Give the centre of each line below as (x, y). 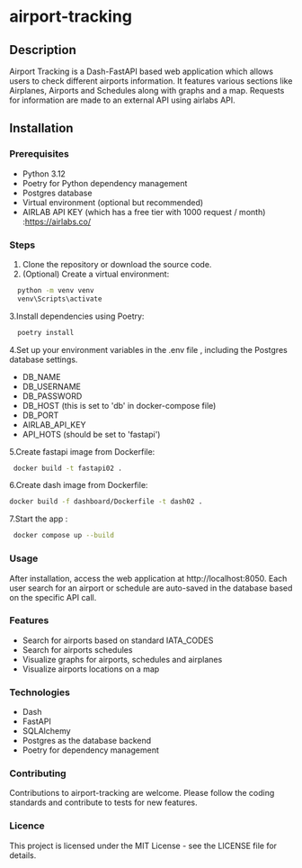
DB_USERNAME (51, 386)
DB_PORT (40, 415)
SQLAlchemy (46, 731)
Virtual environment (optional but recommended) (113, 202)
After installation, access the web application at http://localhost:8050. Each (148, 578)
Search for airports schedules (77, 649)
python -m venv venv (56, 290)
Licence (27, 826)
